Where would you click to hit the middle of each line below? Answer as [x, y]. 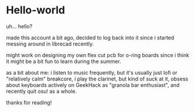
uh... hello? [19, 26]
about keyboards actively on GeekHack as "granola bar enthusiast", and [93, 85]
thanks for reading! [29, 102]
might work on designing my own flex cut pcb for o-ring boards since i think [97, 55]
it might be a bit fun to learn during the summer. [64, 61]
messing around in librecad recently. [50, 44]
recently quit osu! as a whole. [42, 91]
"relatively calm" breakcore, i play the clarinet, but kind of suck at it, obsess [97, 79]
